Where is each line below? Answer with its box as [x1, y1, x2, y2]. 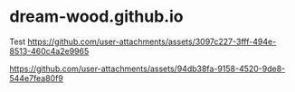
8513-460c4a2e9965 [9, 45, 90, 56]
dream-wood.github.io [9, 6, 184, 27]
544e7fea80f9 [9, 72, 63, 83]
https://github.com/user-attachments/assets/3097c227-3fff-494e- [27, 36, 277, 47]
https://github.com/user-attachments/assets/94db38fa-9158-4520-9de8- [9, 63, 286, 74]
